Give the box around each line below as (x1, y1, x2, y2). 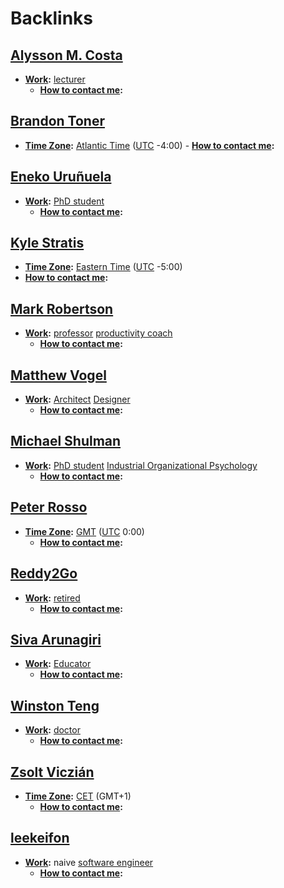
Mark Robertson (10, 300, 114, 317)
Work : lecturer (24, 73, 86, 85)
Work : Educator (24, 658, 92, 670)
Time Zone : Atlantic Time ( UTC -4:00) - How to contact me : (24, 139, 275, 151)
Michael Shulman (10, 433, 122, 450)
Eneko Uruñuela (10, 168, 112, 186)
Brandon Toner (10, 113, 105, 130)
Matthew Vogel (10, 367, 107, 384)
